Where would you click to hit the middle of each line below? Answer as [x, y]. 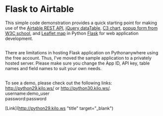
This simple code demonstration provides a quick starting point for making [81, 23]
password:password [26, 98]
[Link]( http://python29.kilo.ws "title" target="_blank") [59, 108]
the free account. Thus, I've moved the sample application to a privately [79, 58]
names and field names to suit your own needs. [54, 69]
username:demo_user [27, 93]
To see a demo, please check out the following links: [59, 83]
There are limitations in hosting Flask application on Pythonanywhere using [82, 53]
